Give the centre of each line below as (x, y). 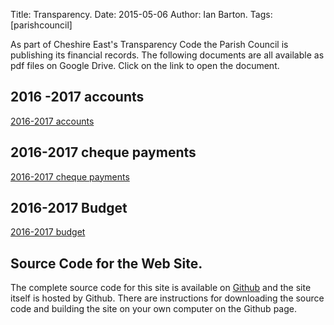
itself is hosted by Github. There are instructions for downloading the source (167, 298)
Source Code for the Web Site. (106, 263)
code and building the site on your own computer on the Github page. (153, 309)
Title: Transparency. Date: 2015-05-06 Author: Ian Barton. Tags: (141, 14)
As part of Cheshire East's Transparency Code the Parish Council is (149, 44)
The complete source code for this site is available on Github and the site (161, 288)
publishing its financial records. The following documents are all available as (167, 55)
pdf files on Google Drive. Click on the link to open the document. (145, 65)
